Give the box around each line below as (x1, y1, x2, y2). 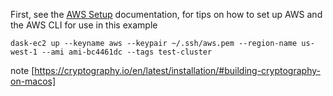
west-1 (10, 47, 38, 57)
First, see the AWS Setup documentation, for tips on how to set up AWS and (10, 9, 323, 20)
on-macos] (10, 75, 57, 87)
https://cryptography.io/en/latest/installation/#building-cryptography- (34, 65, 321, 76)
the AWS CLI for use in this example (10, 19, 158, 31)
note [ (10, 65, 35, 76)
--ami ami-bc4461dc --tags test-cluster (41, 47, 213, 57)
